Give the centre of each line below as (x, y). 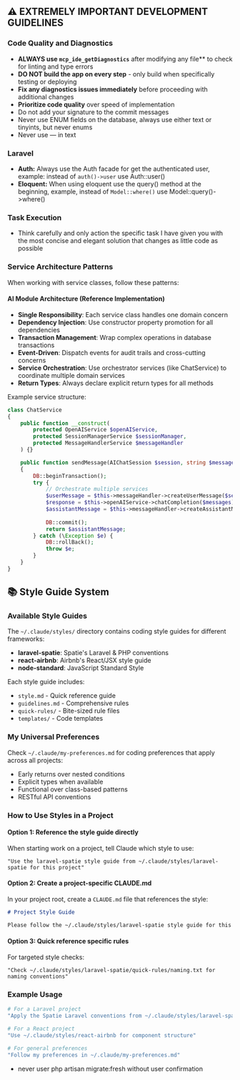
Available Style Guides (47, 616)
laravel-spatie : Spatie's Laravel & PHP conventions (93, 653)
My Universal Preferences (54, 737)
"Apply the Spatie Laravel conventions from (75, 1016)
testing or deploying (47, 81)
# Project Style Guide (41, 912)
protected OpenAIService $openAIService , (96, 430)
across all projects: (35, 760)
